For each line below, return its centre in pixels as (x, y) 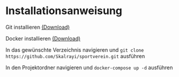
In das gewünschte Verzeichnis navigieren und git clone (75, 50)
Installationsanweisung (64, 11)
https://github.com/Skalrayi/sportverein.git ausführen (75, 56)
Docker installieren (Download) (43, 38)
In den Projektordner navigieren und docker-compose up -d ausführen (89, 67)
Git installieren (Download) (38, 27)
